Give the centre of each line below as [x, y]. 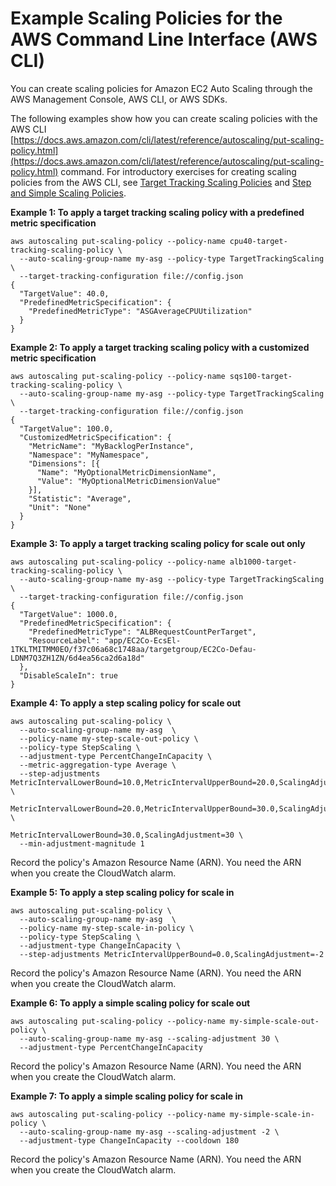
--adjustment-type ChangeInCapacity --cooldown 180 [129, 1140]
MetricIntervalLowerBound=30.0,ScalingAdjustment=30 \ [127, 835]
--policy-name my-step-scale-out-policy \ [109, 738]
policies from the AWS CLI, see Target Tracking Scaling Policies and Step [161, 182]
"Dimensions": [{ [64, 463]
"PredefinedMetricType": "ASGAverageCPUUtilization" [140, 311]
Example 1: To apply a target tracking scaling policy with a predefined [157, 212]
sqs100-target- [261, 376]
